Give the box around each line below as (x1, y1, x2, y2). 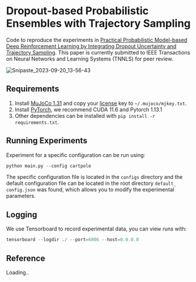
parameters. (6, 193, 36, 200)
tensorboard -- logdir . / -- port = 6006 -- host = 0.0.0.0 (6, 237, 139, 243)
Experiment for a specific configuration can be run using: (6, 151, 146, 158)
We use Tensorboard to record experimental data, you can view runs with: (6, 225, 187, 232)
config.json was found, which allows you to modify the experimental (6, 186, 175, 193)
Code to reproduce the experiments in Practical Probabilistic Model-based (6, 36, 188, 43)
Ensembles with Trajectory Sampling (6, 17, 191, 30)
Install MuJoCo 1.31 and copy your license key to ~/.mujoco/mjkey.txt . (14, 100, 187, 107)
